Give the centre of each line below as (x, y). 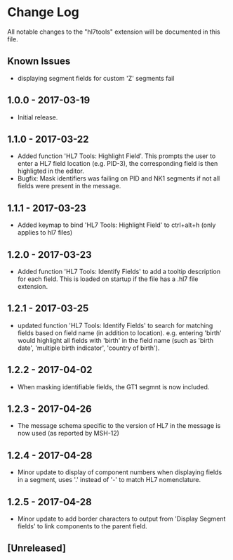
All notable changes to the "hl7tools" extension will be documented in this (114, 32)
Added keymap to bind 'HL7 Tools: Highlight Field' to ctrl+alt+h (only (116, 225)
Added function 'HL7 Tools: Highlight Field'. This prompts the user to (116, 156)
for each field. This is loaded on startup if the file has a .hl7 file (108, 279)
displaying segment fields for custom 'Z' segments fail (96, 78)
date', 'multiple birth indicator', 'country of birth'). (88, 348)
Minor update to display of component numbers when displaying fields (120, 472)
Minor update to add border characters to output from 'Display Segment (121, 519)
